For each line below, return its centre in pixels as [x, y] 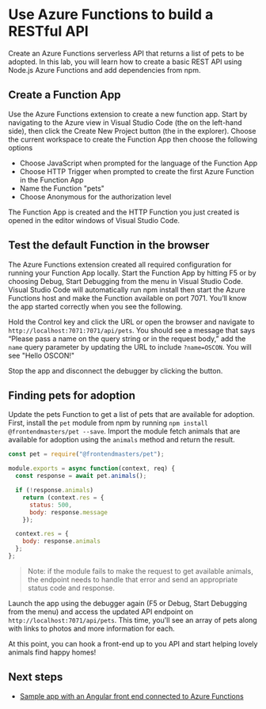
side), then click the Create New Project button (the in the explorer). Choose [132, 131]
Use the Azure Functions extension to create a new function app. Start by [128, 114]
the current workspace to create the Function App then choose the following [133, 139]
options [21, 147]
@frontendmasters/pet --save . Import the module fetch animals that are [124, 431]
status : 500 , [51, 505]
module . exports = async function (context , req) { [92, 468]
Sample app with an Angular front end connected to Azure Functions [131, 696]
